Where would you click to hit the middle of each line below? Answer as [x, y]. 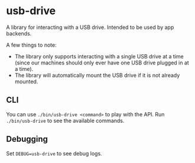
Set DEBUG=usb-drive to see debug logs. [54, 153]
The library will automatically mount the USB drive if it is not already [97, 75]
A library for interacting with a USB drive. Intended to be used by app [90, 27]
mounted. [26, 81]
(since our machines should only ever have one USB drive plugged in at [102, 63]
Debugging [27, 139]
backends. [19, 33]
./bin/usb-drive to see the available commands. [65, 120]
